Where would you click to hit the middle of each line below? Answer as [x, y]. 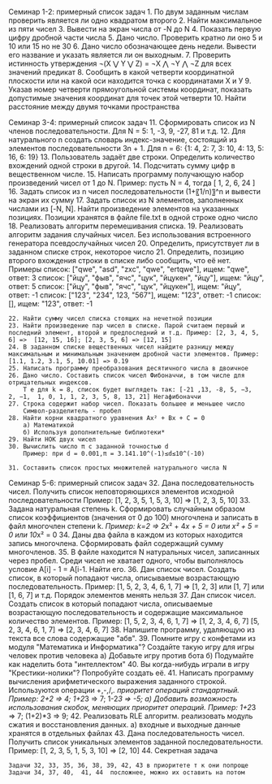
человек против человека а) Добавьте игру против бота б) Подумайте [131, 656]
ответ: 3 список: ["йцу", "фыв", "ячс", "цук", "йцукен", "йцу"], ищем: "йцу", [136, 278]
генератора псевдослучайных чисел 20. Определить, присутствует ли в [134, 243]
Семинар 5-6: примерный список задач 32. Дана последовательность [131, 483]
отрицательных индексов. [50, 383]
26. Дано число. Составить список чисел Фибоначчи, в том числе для [127, 375]
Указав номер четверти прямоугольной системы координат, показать [130, 89]
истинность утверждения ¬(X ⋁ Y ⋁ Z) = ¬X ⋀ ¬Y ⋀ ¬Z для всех [120, 63]
